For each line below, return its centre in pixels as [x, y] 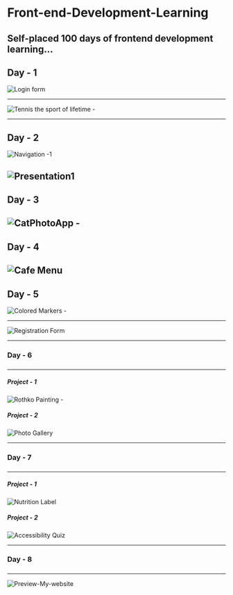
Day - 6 [20, 355]
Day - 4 [23, 247]
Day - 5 [23, 294]
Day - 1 [22, 72]
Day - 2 [23, 138]
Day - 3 [23, 199]
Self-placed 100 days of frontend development [110, 38]
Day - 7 [19, 457]
